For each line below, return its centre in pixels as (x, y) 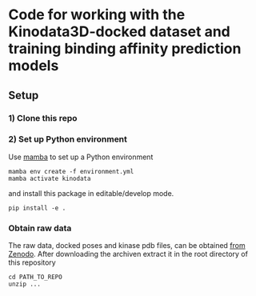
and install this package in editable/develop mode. (91, 193)
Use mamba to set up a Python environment (81, 157)
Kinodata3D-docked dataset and (119, 32)
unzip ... (25, 284)
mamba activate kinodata (50, 178)
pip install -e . (37, 208)
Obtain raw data (40, 228)
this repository (32, 262)
